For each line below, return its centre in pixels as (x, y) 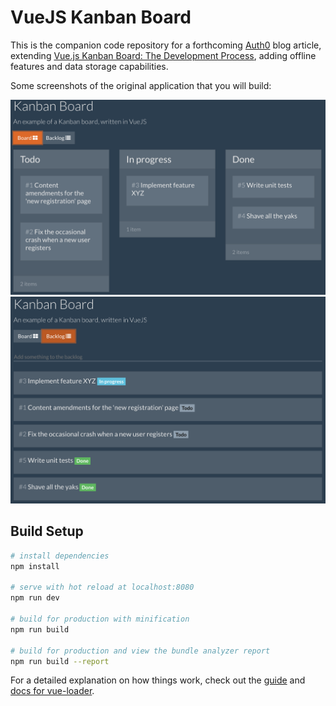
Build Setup (47, 531)
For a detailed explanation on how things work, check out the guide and (158, 680)
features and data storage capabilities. (89, 66)
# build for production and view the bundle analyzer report (140, 651)
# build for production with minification (100, 619)
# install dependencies (60, 556)
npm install (35, 566)
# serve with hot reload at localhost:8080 (102, 587)
